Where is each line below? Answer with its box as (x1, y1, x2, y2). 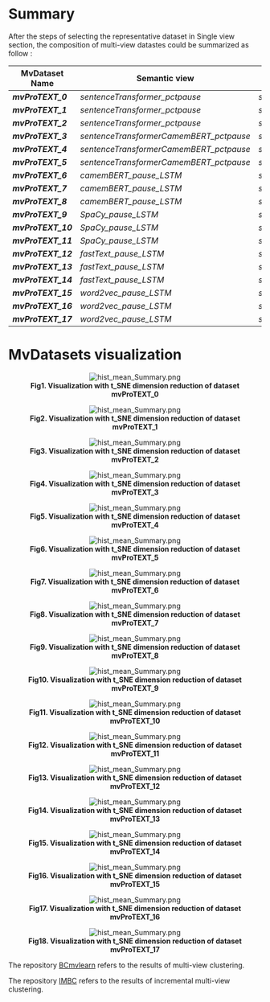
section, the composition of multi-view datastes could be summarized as (8, 39, 249, 49)
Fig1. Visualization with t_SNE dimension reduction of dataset (31, 380, 239, 390)
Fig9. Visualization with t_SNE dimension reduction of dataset (29, 642, 241, 651)
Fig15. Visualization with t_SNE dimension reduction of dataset (27, 838, 243, 848)
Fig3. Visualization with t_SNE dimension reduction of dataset (29, 446, 241, 455)
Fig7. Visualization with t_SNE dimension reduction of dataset (30, 577, 240, 586)
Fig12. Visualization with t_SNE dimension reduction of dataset (27, 740, 243, 749)
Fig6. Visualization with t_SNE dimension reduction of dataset (29, 544, 241, 553)
